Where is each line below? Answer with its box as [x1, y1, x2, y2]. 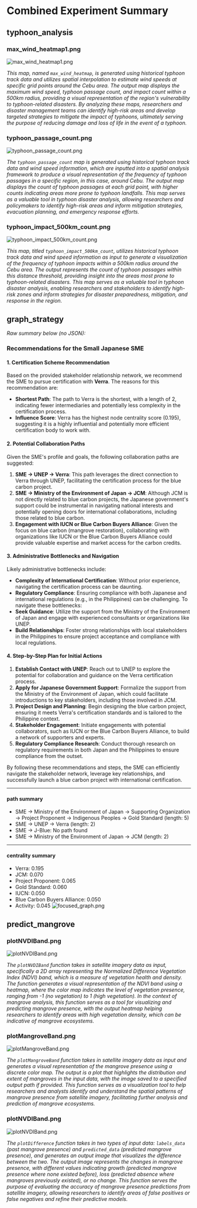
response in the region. [6, 297, 63, 304]
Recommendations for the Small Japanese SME [6, 344, 144, 352]
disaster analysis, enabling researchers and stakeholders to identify [6, 285, 171, 292]
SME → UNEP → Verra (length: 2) [15, 821, 96, 828]
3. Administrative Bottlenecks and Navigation [6, 552, 119, 560]
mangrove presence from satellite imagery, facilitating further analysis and [6, 1094, 188, 1101]
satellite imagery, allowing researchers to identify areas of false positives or [6, 1189, 190, 1196]
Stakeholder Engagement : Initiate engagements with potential [15, 722, 166, 729]
